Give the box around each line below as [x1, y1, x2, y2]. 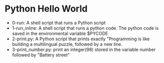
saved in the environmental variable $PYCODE [12, 30, 109, 36]
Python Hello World [5, 3, 88, 15]
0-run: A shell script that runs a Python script [12, 20, 106, 26]
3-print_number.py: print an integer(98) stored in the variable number [12, 46, 156, 52]
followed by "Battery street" [12, 51, 70, 58]
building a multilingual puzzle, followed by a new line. [12, 41, 123, 47]
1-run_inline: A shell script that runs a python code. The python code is [12, 25, 159, 31]
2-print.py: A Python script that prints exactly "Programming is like [12, 36, 150, 42]
